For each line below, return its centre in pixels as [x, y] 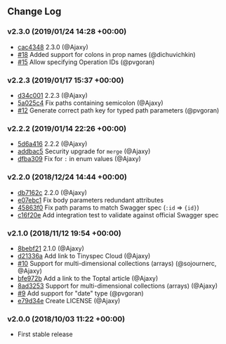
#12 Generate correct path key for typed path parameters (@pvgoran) [118, 110]
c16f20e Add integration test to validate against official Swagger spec [118, 215]
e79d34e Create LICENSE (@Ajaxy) [69, 300]
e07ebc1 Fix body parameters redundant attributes [90, 200]
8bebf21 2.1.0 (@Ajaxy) [51, 248]
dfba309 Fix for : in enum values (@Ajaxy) [79, 159]
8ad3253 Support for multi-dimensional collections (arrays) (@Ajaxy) [118, 286]
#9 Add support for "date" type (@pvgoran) [80, 293]
